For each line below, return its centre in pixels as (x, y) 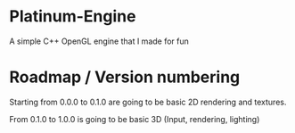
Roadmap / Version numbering (125, 77)
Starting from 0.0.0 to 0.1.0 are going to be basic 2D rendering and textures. (148, 102)
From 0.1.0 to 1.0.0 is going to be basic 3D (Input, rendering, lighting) (135, 119)
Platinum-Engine (73, 17)
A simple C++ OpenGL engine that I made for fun (99, 41)
